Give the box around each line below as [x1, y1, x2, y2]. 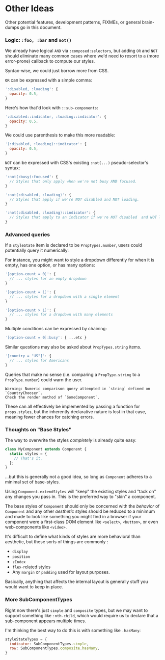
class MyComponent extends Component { [5, 447, 87, 451]
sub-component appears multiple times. [5, 618, 86, 624]
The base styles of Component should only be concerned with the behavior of [5, 503, 160, 509]
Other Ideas [5, 3, 54, 14]
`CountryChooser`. [5, 391, 43, 396]
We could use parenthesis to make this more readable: [5, 132, 115, 138]
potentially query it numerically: [5, 247, 69, 253]
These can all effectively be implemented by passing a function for [5, 403, 140, 409]
